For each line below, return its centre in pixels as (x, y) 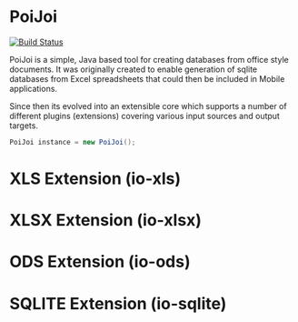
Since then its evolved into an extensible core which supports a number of (149, 106)
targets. (24, 126)
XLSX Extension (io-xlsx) (106, 221)
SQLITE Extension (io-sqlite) (118, 303)
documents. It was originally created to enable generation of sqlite (134, 69)
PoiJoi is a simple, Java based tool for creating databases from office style (149, 59)
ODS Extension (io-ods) (100, 262)
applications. (33, 88)
